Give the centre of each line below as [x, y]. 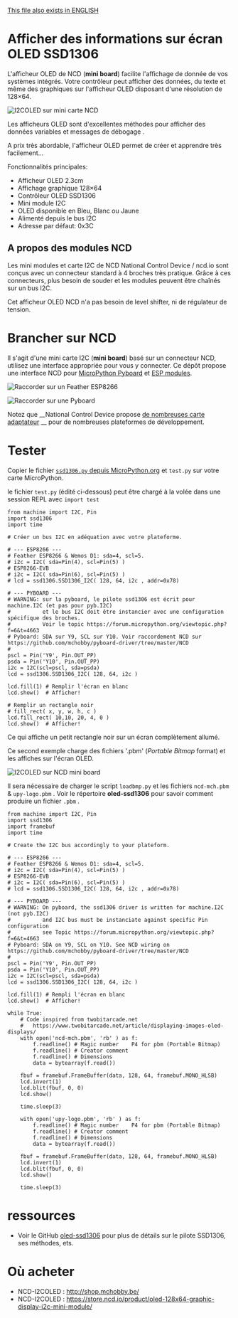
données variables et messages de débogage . [76, 132]
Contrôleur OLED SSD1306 [56, 196]
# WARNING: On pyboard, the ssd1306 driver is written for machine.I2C [115, 907]
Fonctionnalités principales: [48, 166]
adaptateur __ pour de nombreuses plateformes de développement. [106, 422]
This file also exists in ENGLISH [53, 10]
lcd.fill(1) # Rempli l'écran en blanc [66, 994]
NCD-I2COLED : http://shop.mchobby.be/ [79, 1291]
